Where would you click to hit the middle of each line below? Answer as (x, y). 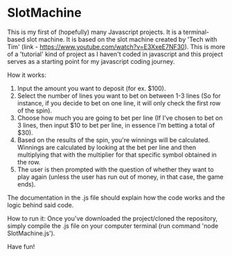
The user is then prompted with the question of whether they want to (115, 169)
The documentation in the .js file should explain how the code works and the (116, 197)
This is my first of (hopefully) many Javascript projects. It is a (95, 32)
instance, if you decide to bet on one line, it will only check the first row (119, 103)
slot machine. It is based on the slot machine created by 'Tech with (122, 39)
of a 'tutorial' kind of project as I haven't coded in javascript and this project (115, 54)
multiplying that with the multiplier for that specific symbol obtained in (117, 155)
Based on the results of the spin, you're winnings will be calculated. (113, 139)
